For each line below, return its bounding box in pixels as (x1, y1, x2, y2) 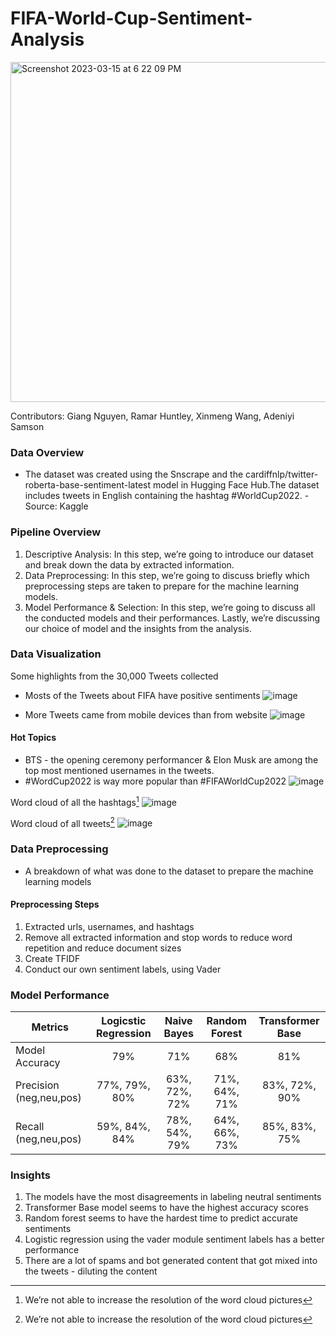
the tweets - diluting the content (24, 1265, 158, 1277)
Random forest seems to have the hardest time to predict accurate (24, 1212, 299, 1224)
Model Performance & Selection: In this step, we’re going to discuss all (24, 601, 316, 613)
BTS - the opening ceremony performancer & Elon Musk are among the (24, 754, 319, 766)
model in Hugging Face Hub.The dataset (152, 479, 320, 491)
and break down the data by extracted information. (24, 558, 235, 571)
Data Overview (10, 445, 85, 459)
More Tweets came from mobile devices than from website (24, 708, 268, 721)
